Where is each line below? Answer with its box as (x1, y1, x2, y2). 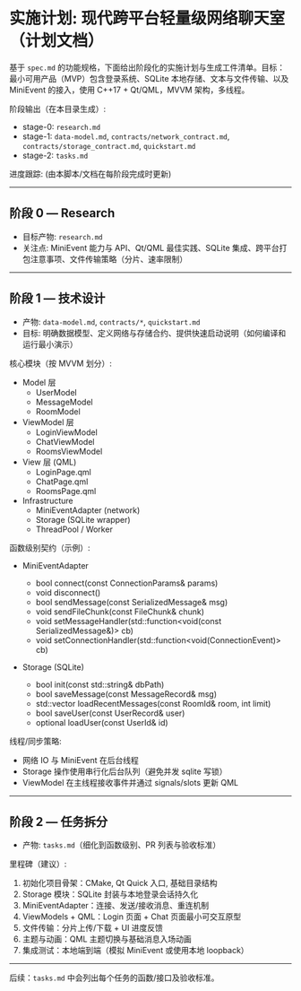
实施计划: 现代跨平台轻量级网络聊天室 (9, 8, 285, 29)
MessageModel (35, 396, 93, 407)
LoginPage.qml (35, 466, 91, 477)
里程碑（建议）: (9, 858, 67, 870)
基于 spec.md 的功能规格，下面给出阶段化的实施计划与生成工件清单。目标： (9, 62, 285, 73)
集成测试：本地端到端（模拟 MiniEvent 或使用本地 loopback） (21, 945, 249, 956)
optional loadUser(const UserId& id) (35, 717, 168, 727)
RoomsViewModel (35, 446, 103, 456)
